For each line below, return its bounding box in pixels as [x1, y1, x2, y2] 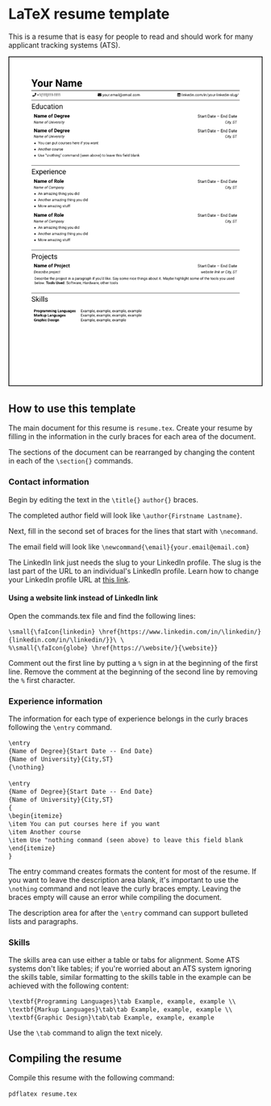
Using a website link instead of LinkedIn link [8, 593, 159, 603]
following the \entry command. [8, 723, 113, 732]
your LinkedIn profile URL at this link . [8, 574, 131, 584]
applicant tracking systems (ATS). [8, 40, 121, 49]
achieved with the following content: [8, 981, 129, 991]
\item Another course [8, 828, 81, 837]
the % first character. [8, 675, 76, 684]
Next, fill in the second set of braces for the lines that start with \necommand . [8, 526, 258, 536]
